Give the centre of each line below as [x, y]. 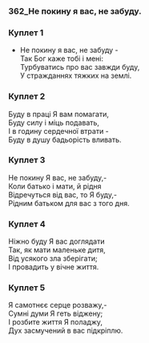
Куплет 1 [26, 32]
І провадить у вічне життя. [54, 267]
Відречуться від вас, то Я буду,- [63, 195]
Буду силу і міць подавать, [54, 123]
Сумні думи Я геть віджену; [56, 313]
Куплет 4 [27, 224]
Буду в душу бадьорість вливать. [65, 139]
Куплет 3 [27, 160]
